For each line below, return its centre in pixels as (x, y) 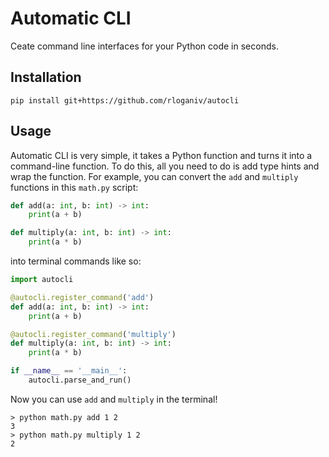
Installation (46, 77)
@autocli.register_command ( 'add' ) (82, 297)
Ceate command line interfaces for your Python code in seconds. (144, 46)
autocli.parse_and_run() (80, 380)
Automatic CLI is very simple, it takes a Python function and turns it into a (161, 155)
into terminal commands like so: (76, 261)
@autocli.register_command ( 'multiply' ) (93, 334)
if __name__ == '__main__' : (69, 371)
